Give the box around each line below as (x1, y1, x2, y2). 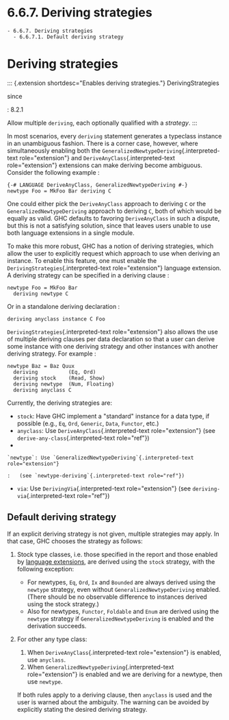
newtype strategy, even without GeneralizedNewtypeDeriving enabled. (27, 585, 221, 593)
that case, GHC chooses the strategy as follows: (7, 536, 143, 545)
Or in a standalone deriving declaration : (7, 302, 120, 310)
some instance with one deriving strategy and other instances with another (7, 342, 219, 350)
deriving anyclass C (13, 386, 72, 393)
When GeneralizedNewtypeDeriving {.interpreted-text (27, 662, 174, 671)
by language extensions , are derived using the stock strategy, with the (16, 557, 215, 566)
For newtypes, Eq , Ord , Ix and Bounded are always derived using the (27, 578, 216, 586)
